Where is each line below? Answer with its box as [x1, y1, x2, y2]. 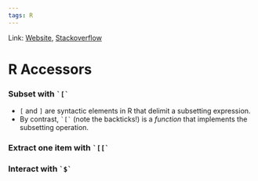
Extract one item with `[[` [8, 143, 110, 154]
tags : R [8, 11, 34, 20]
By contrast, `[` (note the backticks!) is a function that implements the [19, 114, 248, 124]
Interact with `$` [8, 163, 72, 174]
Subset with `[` [8, 88, 69, 99]
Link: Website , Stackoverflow [8, 33, 102, 42]
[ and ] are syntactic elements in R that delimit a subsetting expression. [19, 107, 251, 116]
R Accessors [8, 60, 93, 78]
